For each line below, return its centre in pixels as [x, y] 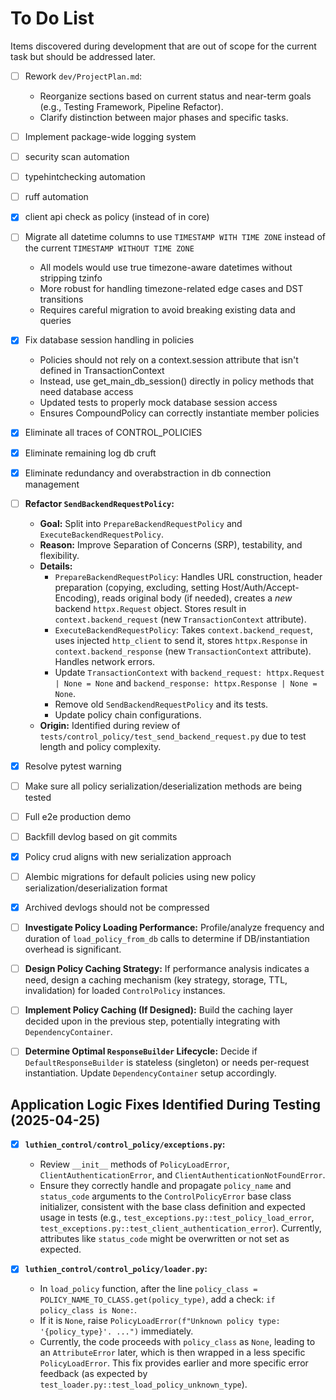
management [52, 484]
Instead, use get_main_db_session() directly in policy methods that [177, 381]
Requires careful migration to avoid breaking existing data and [167, 310]
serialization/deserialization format [96, 888]
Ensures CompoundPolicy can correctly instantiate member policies [179, 413]
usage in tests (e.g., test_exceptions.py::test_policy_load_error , [177, 1218]
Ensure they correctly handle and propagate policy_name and [165, 1186]
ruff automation [56, 197]
